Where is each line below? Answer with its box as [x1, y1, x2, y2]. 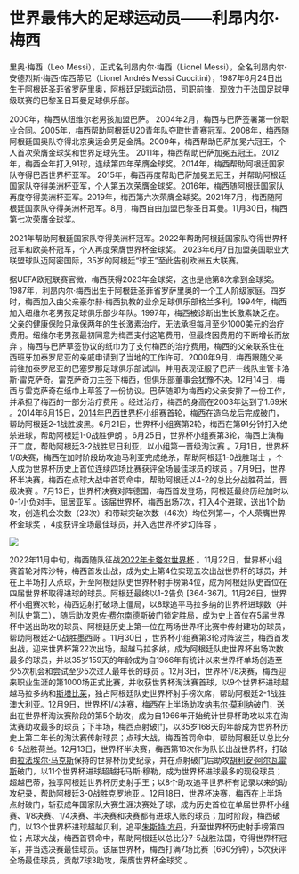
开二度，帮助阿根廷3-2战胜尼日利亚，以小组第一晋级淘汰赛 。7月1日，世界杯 [9, 441, 289, 451]
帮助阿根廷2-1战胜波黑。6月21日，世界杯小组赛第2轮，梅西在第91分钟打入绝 [9, 418, 288, 429]
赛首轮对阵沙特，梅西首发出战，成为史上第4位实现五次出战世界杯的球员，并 [9, 565, 287, 576]
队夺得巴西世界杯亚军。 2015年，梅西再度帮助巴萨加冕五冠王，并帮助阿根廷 [9, 169, 287, 180]
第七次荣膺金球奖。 [9, 214, 80, 224]
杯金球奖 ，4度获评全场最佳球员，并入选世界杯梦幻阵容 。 [9, 518, 222, 530]
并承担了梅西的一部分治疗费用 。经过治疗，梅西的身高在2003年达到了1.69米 [9, 396, 287, 407]
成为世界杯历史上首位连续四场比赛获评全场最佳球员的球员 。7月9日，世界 [16, 463, 287, 473]
